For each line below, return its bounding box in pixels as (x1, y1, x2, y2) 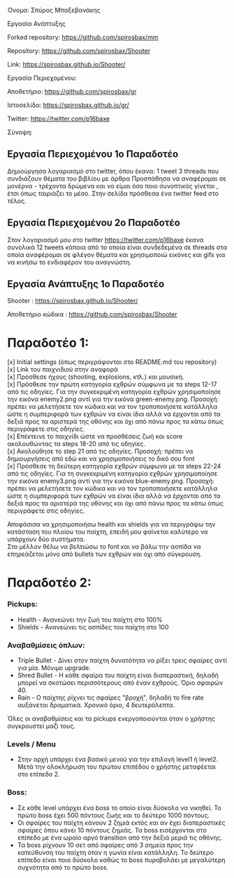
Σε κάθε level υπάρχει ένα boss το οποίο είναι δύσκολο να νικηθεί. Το (17, 803, 221, 811)
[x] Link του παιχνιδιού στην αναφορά (7, 365, 119, 374)
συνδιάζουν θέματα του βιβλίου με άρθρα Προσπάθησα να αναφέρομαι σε (7, 174, 227, 183)
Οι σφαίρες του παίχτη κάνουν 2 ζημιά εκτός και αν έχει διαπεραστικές (17, 818, 226, 827)
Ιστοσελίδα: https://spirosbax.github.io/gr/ (7, 101, 129, 109)
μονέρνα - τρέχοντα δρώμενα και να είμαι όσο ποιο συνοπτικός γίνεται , (7, 181, 219, 190)
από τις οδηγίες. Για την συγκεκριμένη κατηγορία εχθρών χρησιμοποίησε (7, 388, 221, 396)
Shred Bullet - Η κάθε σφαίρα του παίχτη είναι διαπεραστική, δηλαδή (17, 671, 219, 680)
